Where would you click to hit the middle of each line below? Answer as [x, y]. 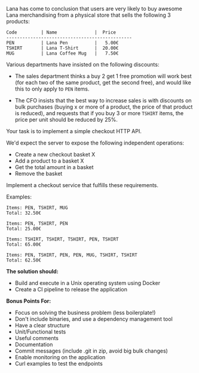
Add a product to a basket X [49, 161]
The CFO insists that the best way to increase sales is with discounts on [103, 100]
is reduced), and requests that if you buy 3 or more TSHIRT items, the [99, 113]
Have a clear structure [42, 325]
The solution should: [32, 271]
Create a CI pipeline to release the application [71, 289]
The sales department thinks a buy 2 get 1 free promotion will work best [103, 76]
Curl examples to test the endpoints [59, 363]
